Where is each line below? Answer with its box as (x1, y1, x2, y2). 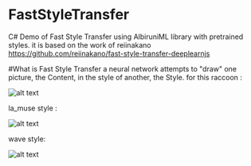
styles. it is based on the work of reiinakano (8, 40, 151, 49)
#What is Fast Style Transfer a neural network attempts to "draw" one (8, 64, 237, 73)
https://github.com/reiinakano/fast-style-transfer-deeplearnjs (8, 48, 210, 58)
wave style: (8, 133, 46, 144)
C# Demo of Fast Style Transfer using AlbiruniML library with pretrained (8, 32, 244, 41)
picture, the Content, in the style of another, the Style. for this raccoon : (8, 72, 243, 82)
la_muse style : (8, 103, 57, 113)
